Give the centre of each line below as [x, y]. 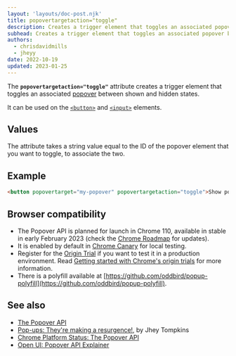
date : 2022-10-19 [33, 60]
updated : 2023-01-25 [38, 66]
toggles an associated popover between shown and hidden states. [104, 94]
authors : [20, 40]
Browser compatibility [57, 214]
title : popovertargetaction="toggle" [63, 20]
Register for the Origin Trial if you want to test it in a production [109, 253]
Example [27, 176]
